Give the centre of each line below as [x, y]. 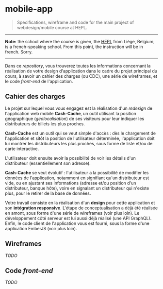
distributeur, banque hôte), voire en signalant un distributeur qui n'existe [77, 188]
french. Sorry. [19, 51]
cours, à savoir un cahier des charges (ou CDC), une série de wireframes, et [81, 76]
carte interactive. [22, 149]
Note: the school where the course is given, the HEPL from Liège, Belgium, [80, 41]
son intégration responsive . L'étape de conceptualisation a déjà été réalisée [81, 208]
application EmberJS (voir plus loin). [41, 228]
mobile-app [29, 9]
